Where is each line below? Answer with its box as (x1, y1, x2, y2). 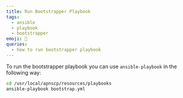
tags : (6, 14, 19, 20)
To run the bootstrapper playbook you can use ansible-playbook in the (6, 63, 178, 70)
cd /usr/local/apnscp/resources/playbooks (6, 80, 112, 86)
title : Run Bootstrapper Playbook (6, 8, 91, 15)
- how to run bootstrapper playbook (11, 47, 101, 53)
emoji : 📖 (6, 36, 28, 42)
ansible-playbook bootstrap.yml (6, 86, 85, 92)
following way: (6, 69, 41, 76)
